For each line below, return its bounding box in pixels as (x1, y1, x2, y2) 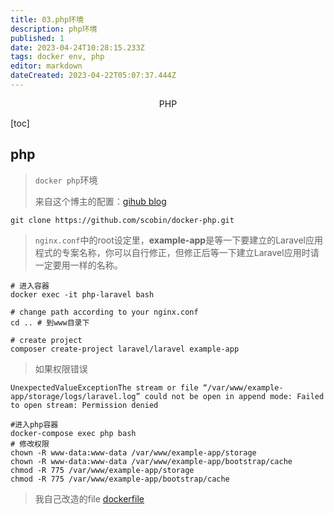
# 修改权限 (10, 439, 50, 449)
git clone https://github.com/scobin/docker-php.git (10, 215, 235, 225)
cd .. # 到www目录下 (10, 317, 90, 328)
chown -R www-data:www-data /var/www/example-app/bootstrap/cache (10, 456, 293, 466)
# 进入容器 (10, 281, 50, 291)
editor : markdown (10, 61, 83, 71)
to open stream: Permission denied (10, 400, 159, 410)
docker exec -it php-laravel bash (10, 289, 155, 300)
